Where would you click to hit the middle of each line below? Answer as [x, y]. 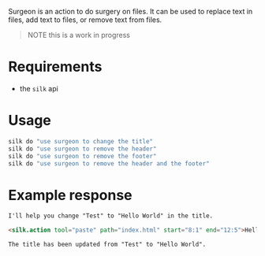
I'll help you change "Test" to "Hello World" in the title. [111, 216]
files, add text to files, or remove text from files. [85, 20]
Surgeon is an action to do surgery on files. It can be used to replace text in [131, 11]
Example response [70, 195]
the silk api [39, 88]
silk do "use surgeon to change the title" [81, 141]
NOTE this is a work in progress [78, 35]
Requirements [55, 67]
